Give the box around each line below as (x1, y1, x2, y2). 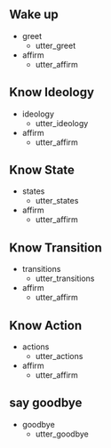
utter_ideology (35, 117, 89, 128)
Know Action (9, 317, 83, 332)
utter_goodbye (35, 428, 89, 439)
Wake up (9, 7, 59, 22)
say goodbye (9, 396, 83, 411)
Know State (9, 163, 75, 178)
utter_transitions (35, 273, 95, 284)
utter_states (35, 196, 79, 206)
